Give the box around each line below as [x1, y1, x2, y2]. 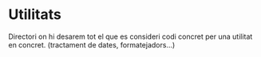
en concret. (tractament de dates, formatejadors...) [8, 40, 176, 49]
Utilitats [8, 6, 61, 24]
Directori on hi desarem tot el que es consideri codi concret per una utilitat [8, 32, 253, 41]
